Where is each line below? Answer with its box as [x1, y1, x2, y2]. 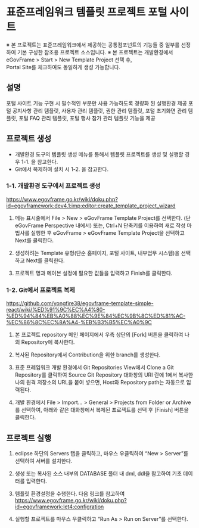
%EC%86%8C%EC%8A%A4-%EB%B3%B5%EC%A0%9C [6, 319, 152, 326]
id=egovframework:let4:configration [14, 503, 104, 510]
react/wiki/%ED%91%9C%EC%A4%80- [6, 306, 105, 313]
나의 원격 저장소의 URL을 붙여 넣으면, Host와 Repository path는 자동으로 [14, 379, 185, 386]
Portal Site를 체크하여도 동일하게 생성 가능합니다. [6, 63, 121, 70]
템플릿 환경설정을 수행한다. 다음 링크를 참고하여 [14, 490, 125, 497]
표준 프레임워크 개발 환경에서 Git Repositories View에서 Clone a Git [14, 364, 174, 371]
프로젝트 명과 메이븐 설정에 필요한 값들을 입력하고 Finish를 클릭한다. [14, 269, 173, 277]
